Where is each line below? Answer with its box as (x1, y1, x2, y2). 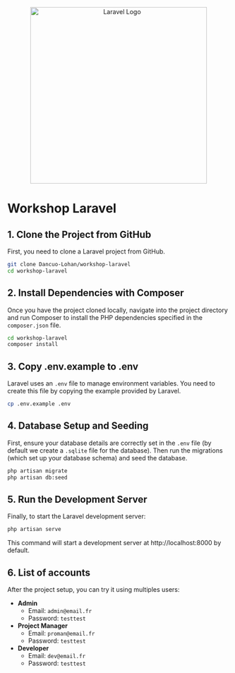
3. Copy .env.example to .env (7, 360, 139, 372)
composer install (7, 341, 59, 348)
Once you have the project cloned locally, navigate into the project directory (7, 306, 228, 314)
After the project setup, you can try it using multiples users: (7, 585, 180, 594)
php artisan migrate (7, 467, 68, 475)
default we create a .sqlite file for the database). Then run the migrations (7, 446, 224, 455)
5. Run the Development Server (7, 493, 147, 505)
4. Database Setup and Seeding (7, 420, 149, 432)
